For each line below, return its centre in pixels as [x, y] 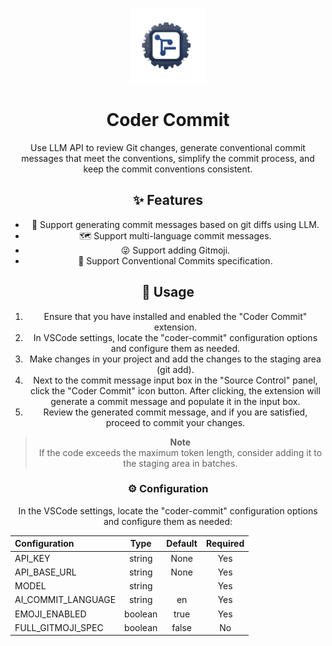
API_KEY [32, 558]
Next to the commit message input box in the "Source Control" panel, [175, 380]
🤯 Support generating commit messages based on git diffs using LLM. [175, 224]
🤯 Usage [168, 292]
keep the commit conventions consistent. [168, 169]
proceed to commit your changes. [175, 422]
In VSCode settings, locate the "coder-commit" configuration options [175, 337]
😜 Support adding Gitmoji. [175, 250]
